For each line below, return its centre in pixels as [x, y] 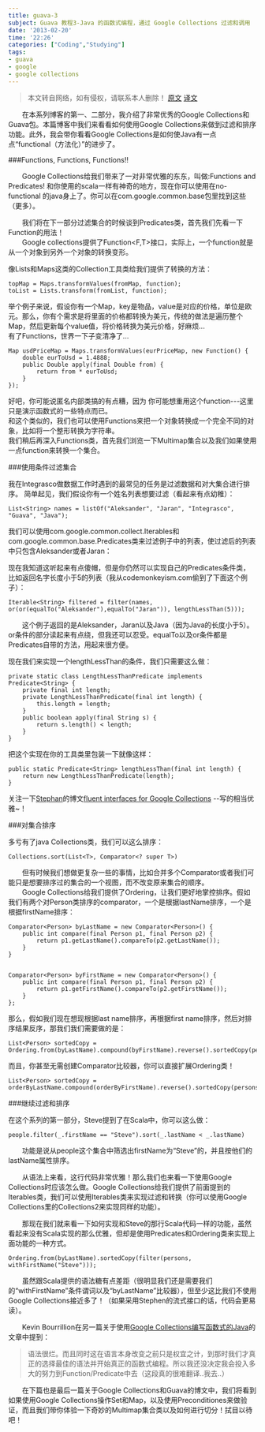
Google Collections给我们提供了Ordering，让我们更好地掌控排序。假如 [136, 892]
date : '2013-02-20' [40, 30]
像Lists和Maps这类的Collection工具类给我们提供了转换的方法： [110, 268]
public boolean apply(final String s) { [90, 718]
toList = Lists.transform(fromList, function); [88, 290]
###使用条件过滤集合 [43, 467]
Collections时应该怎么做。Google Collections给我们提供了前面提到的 [119, 1187]
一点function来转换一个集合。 [56, 450]
